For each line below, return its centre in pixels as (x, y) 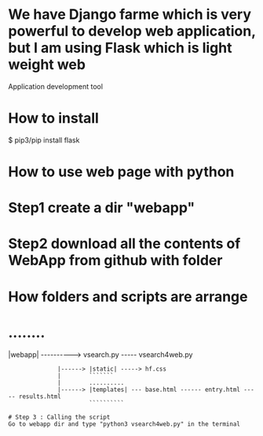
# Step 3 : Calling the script (59, 417)
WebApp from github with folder (115, 260)
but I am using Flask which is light (120, 48)
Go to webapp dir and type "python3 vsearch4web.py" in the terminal (124, 424)
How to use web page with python (121, 172)
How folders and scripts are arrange (128, 296)
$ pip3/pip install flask (44, 140)
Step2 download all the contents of (124, 244)
